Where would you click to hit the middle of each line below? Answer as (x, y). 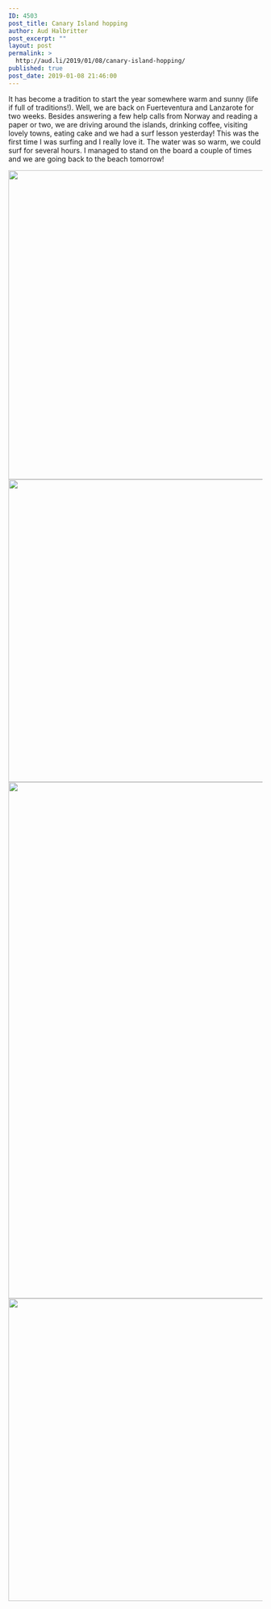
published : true (35, 69)
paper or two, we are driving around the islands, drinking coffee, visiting (128, 124)
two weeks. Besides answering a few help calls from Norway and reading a (133, 116)
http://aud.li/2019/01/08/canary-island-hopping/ (100, 61)
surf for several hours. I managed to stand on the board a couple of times (130, 150)
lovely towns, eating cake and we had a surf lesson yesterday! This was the (134, 133)
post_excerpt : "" (38, 38)
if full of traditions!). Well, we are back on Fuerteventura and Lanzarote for (131, 107)
